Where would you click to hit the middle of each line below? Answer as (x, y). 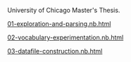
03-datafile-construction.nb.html (55, 51)
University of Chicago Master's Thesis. (64, 10)
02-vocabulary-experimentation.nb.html (65, 37)
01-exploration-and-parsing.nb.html (59, 24)
